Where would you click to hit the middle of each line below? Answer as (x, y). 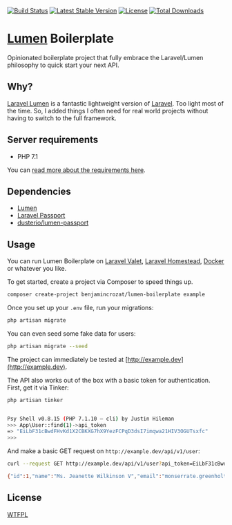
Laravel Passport (41, 216)
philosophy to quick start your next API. (63, 65)
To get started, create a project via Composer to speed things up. (100, 282)
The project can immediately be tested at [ (67, 359)
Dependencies (39, 191)
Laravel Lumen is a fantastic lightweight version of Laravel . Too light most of (116, 103)
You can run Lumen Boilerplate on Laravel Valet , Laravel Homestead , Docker (116, 261)
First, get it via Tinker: (38, 388)
